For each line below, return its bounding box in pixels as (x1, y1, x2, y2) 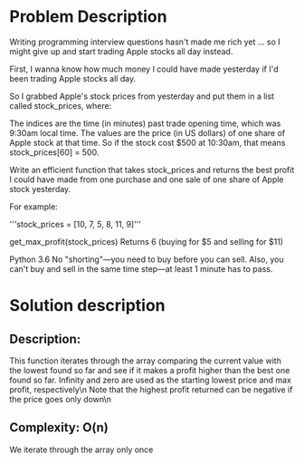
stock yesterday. (9, 183, 71, 194)
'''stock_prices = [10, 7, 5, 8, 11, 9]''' (9, 218, 142, 229)
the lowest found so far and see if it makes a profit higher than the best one (9, 364, 290, 375)
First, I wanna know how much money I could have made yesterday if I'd (9, 63, 279, 74)
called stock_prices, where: (9, 100, 112, 111)
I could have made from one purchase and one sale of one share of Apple (9, 174, 284, 185)
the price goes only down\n (9, 393, 111, 404)
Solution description (9, 295, 166, 316)
